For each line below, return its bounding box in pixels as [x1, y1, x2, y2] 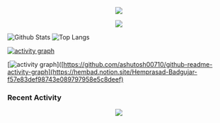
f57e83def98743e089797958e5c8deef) [7, 75, 124, 84]
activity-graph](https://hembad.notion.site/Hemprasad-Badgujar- [7, 67, 198, 76]
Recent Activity [7, 92, 62, 102]
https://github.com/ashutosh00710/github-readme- [63, 60, 213, 68]
